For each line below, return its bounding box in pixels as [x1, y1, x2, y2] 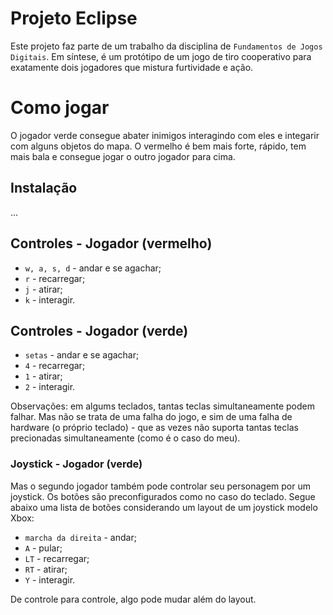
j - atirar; [24, 283, 63, 295]
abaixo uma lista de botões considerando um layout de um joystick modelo [10, 501, 318, 513]
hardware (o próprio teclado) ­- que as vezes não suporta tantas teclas [10, 422, 299, 434]
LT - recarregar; [24, 552, 90, 564]
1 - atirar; [24, 370, 63, 382]
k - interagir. [24, 293, 76, 306]
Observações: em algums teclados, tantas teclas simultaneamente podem [10, 400, 316, 412]
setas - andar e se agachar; [24, 349, 140, 361]
